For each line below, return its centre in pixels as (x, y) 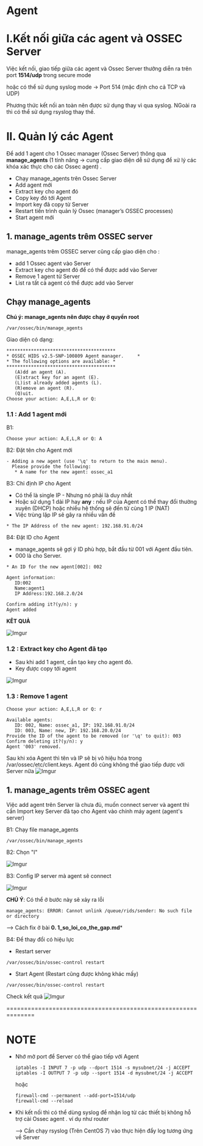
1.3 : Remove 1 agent (37, 697)
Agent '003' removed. (34, 747)
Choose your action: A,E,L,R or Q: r (54, 709)
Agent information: (31, 577)
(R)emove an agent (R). (45, 388)
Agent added (21, 610)
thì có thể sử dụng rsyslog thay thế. (51, 112)
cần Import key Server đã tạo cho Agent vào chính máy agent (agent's (94, 811)
